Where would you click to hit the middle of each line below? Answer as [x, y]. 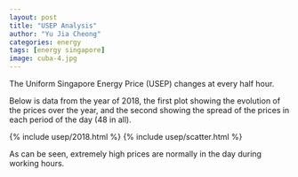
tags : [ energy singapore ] [57, 50]
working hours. [37, 163]
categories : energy [45, 42]
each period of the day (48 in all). [70, 119]
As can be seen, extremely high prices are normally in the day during [136, 154]
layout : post [33, 17]
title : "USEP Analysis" [53, 26]
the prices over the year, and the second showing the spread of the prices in [149, 110]
